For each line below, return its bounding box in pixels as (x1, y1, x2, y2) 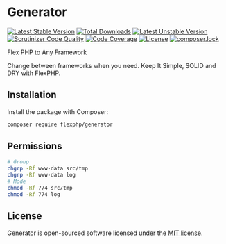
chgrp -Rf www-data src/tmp (7, 165, 89, 172)
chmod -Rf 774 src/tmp (7, 184, 73, 191)
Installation (7, 89, 57, 101)
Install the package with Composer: (7, 107, 109, 115)
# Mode (7, 178, 26, 185)
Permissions (7, 140, 62, 152)
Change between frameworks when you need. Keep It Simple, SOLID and (7, 61, 216, 70)
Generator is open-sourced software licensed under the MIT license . (7, 229, 203, 237)
